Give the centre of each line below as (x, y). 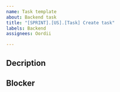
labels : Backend (26, 28)
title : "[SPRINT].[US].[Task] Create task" (61, 23)
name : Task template (32, 12)
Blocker (21, 83)
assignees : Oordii (29, 34)
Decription (26, 63)
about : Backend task (32, 17)
